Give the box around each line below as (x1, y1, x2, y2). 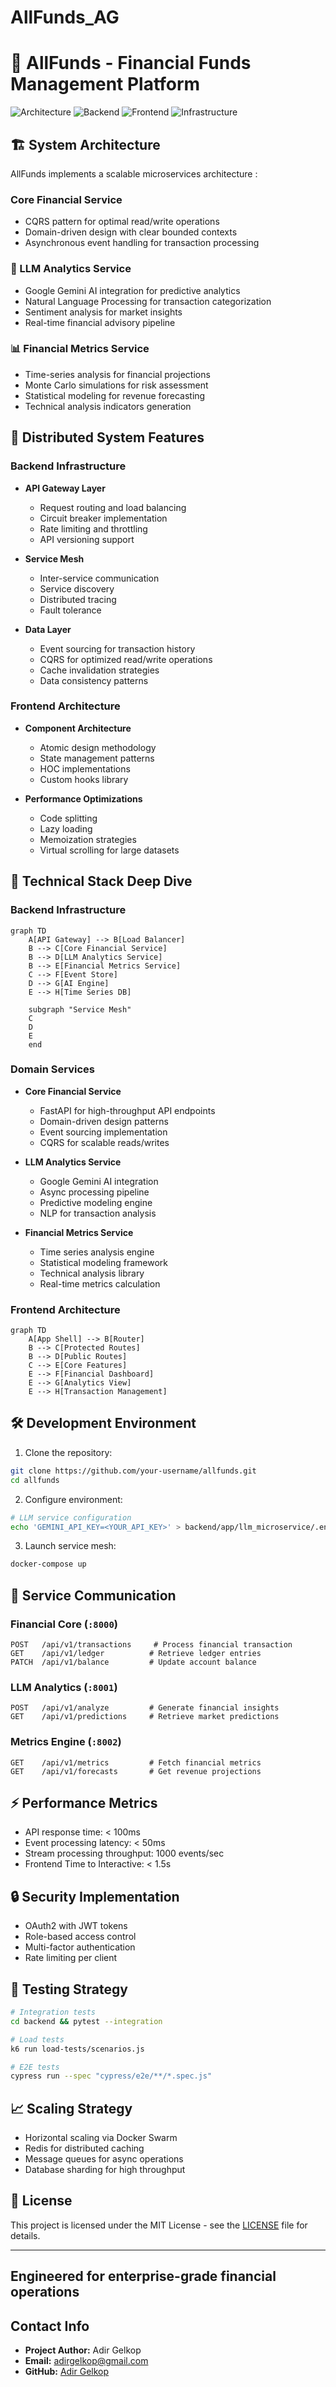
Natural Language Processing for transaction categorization (24, 295, 272, 307)
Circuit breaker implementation (39, 512, 168, 524)
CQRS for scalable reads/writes (39, 1136, 170, 1148)
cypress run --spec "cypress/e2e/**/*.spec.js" (10, 2071, 213, 2081)
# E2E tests (10, 2062, 60, 2072)
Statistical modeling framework (39, 1256, 168, 1268)
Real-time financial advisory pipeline (24, 316, 176, 328)
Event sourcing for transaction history (39, 642, 196, 655)
